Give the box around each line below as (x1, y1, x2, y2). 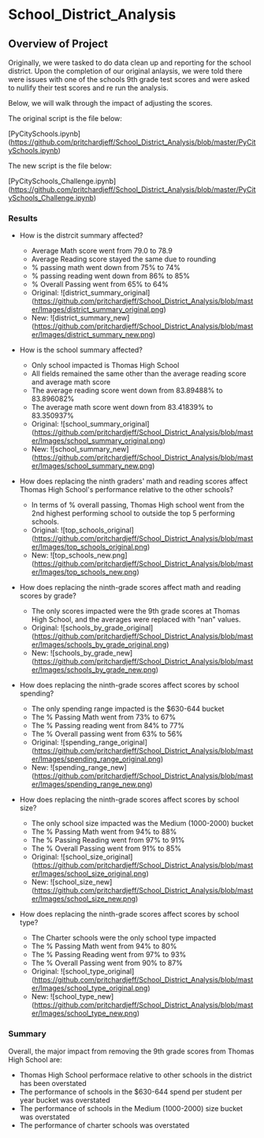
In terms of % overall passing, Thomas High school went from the (31, 500, 245, 510)
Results (8, 212, 38, 223)
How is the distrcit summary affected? (19, 231, 143, 240)
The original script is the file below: (8, 114, 122, 123)
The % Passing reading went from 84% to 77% (31, 721, 185, 730)
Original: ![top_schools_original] (31, 525, 134, 535)
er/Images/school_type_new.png (31, 1008, 138, 1018)
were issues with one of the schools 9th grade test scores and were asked (8, 75, 250, 84)
